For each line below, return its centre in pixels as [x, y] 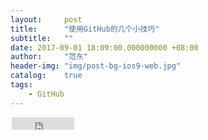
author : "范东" [49, 57]
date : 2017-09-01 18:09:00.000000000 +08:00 [104, 47]
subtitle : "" [42, 38]
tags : [21, 85]
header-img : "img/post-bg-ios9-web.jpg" [96, 66]
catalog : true [46, 76]
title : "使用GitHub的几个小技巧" [85, 29]
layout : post [46, 19]
